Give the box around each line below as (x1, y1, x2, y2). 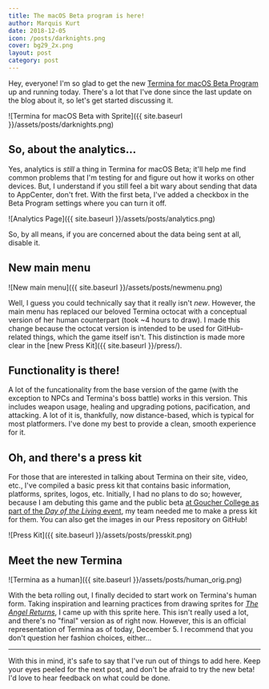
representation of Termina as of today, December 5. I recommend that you (8, 624, 254, 634)
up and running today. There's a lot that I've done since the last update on (8, 87, 252, 96)
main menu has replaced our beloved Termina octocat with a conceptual (8, 306, 247, 316)
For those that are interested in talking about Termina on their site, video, (8, 472, 248, 482)
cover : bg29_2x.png (8, 42, 74, 50)
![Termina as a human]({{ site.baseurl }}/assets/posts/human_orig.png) (8, 574, 243, 584)
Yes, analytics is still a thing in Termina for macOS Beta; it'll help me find (8, 164, 247, 173)
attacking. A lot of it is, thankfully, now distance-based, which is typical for (8, 411, 255, 420)
